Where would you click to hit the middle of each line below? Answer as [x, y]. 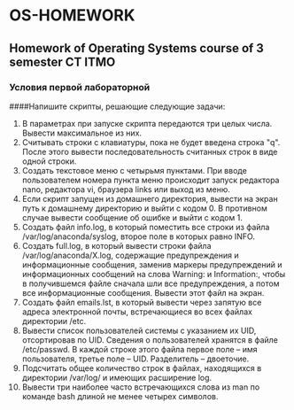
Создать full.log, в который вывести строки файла [116, 245]
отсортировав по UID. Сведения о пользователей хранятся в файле [150, 340]
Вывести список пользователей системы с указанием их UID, [139, 330]
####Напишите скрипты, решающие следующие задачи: [117, 106]
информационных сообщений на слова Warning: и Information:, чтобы [154, 274]
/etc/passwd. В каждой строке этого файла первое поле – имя [140, 349]
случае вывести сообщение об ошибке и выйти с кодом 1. [132, 217]
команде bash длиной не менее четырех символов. [120, 396]
